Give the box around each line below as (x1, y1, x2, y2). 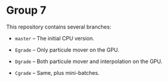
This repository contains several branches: (6, 23, 112, 30)
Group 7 (6, 4, 47, 17)
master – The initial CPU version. (14, 34, 94, 42)
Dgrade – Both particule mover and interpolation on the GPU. (14, 58, 163, 65)
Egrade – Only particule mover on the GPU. (14, 46, 120, 53)
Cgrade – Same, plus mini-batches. (14, 69, 100, 76)
